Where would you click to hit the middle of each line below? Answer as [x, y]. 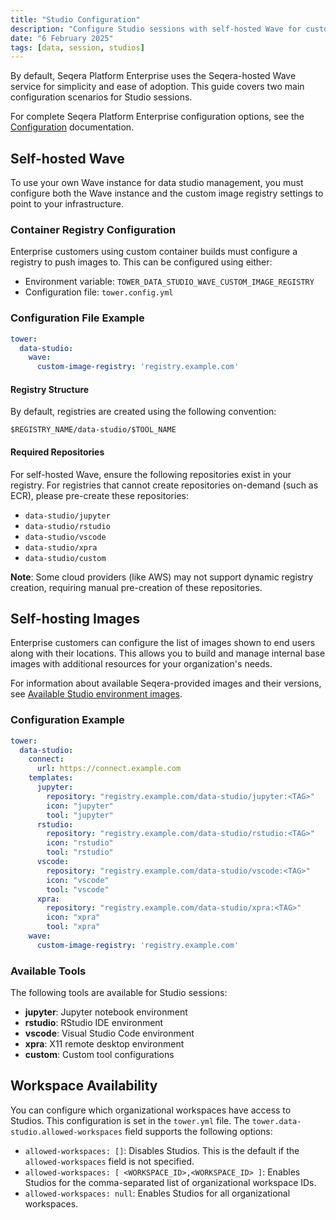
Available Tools [48, 971]
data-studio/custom [65, 558]
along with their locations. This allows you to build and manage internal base [168, 653]
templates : [51, 778]
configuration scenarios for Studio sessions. [101, 97]
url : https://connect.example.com [109, 769]
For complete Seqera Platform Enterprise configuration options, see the [157, 117]
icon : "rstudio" [80, 843]
